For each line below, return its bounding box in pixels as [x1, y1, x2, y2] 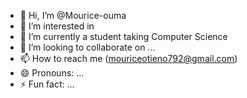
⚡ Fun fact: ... [19, 78, 75, 90]
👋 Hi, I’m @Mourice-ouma [19, 10, 127, 21]
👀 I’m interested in [19, 20, 95, 32]
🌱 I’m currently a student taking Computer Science [19, 31, 228, 42]
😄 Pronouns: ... [19, 67, 85, 79]
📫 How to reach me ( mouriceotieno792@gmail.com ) [19, 53, 238, 64]
